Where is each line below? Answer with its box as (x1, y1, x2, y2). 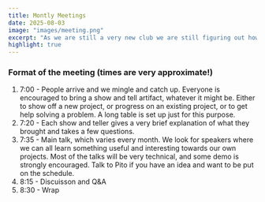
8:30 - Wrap (19, 185, 60, 195)
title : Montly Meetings (8, 11, 87, 20)
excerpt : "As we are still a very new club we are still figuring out (8, 33, 245, 42)
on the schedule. (19, 169, 75, 178)
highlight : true (8, 41, 62, 49)
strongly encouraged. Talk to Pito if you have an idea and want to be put (19, 160, 254, 170)
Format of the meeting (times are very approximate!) (8, 67, 214, 78)
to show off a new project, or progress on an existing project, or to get (19, 102, 248, 111)
